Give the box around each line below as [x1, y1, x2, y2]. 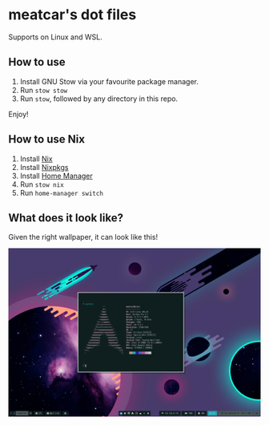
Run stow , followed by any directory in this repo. [19, 94, 179, 103]
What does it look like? [8, 211, 124, 225]
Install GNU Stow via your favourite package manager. [19, 76, 199, 86]
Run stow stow [19, 85, 68, 95]
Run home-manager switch [19, 188, 104, 197]
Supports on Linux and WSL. [8, 32, 102, 42]
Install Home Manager [19, 171, 94, 180]
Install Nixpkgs [19, 162, 69, 172]
